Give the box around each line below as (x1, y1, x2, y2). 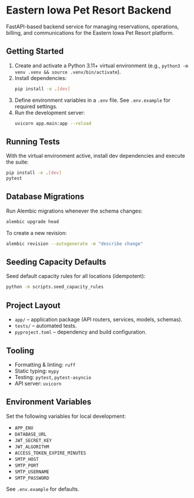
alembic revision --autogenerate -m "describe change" (6, 241, 143, 247)
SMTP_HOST (14, 456, 39, 462)
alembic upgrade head (6, 218, 59, 224)
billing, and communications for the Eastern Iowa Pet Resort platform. (6, 29, 175, 36)
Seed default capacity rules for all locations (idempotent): (6, 273, 146, 280)
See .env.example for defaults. (6, 485, 79, 492)
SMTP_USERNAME (14, 469, 49, 474)
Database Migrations (6, 192, 85, 202)
